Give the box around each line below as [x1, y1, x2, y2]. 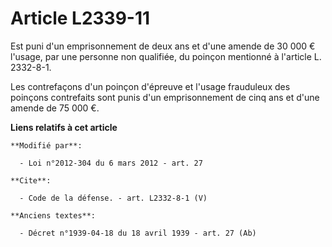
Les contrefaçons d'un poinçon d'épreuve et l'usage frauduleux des [10, 80, 291, 92]
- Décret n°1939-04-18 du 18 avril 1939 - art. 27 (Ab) [19, 228, 257, 238]
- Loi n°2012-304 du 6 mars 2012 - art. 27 [19, 158, 203, 168]
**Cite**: [10, 175, 52, 186]
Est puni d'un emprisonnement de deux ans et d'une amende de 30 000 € [10, 40, 316, 52]
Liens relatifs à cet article [10, 121, 118, 133]
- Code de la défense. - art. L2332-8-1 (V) [19, 193, 208, 203]
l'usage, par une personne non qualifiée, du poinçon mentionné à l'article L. [10, 50, 322, 62]
